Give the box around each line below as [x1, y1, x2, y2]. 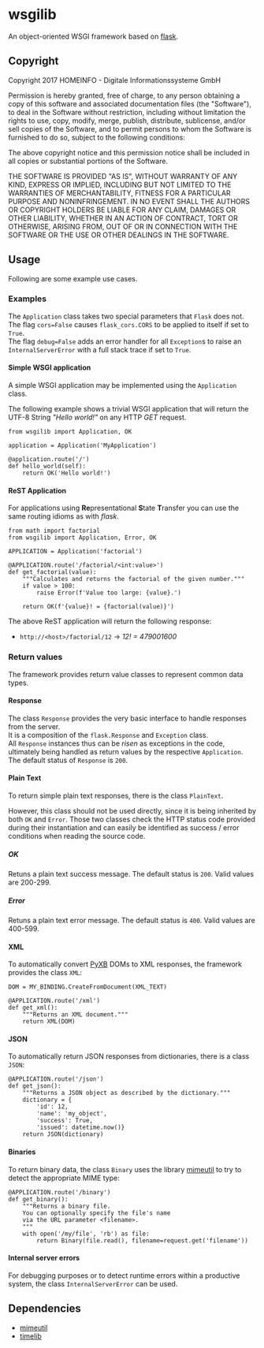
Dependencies [8, 1302, 81, 1316]
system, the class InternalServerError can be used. [8, 1279, 178, 1288]
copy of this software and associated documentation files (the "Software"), [8, 99, 252, 108]
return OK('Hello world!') [22, 469, 111, 478]
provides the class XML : [8, 968, 83, 977]
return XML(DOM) [22, 1018, 76, 1026]
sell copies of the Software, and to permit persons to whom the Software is [8, 124, 252, 133]
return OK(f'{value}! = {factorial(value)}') [22, 603, 175, 611]
